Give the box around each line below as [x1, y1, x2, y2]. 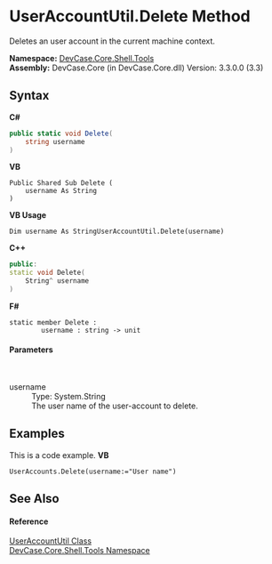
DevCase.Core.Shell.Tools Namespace [9, 545, 150, 556]
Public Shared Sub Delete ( [9, 179, 114, 188]
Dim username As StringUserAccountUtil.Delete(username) [9, 227, 225, 237]
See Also [9, 491, 60, 506]
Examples [9, 426, 65, 441]
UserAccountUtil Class [9, 536, 92, 546]
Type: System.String [31, 391, 107, 402]
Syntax [9, 88, 50, 103]
